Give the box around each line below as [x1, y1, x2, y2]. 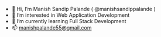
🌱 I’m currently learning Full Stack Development [11, 18, 127, 24]
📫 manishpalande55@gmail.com [11, 24, 92, 31]
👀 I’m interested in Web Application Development [11, 12, 130, 18]
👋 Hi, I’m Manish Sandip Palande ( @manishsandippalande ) [11, 6, 156, 12]
